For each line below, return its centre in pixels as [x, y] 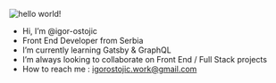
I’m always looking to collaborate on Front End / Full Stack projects [145, 59]
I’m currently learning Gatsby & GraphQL [96, 50]
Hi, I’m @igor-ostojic [60, 31]
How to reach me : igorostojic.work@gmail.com [109, 69]
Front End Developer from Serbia [83, 41]
